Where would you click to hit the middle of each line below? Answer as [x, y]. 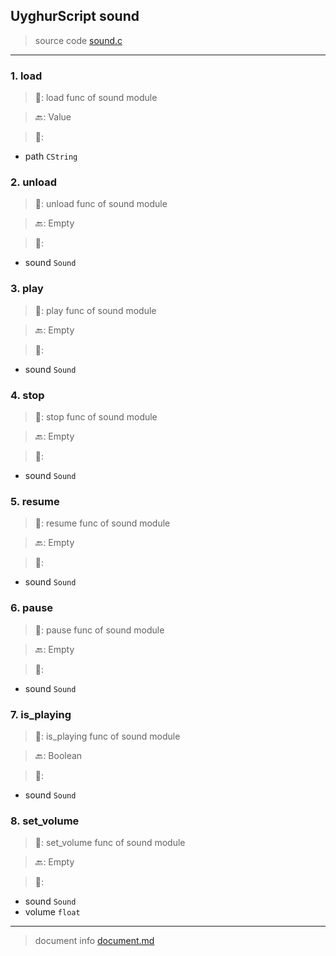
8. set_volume [45, 821]
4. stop [27, 395]
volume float [52, 912]
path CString [51, 156]
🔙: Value [53, 117]
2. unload [33, 182]
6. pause [32, 608]
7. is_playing [41, 714]
